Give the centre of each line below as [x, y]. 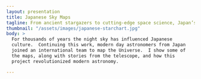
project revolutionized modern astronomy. [65, 61]
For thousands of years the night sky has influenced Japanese [92, 39]
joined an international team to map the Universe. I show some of [99, 50]
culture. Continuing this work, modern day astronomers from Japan [99, 45]
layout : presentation [33, 12]
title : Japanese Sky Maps [38, 17]
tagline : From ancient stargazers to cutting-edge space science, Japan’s [101, 23]
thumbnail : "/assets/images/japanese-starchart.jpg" [73, 28]
